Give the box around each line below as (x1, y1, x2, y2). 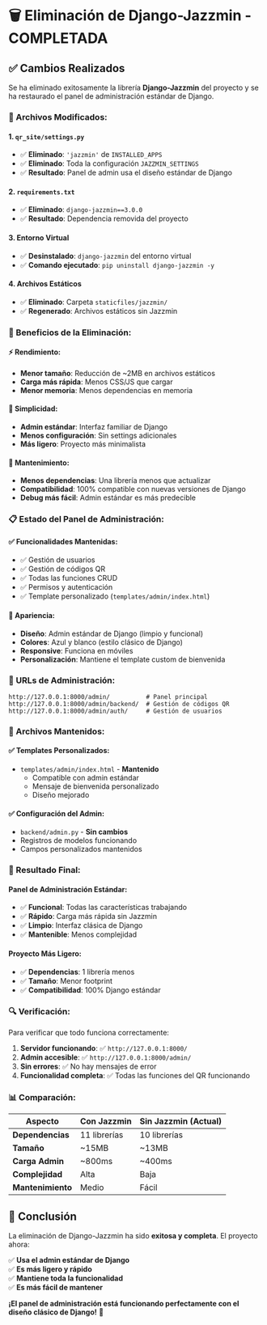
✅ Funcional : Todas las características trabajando (19, 903, 188, 912)
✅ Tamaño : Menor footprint (19, 976, 113, 985)
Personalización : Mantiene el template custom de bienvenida (19, 654, 226, 664)
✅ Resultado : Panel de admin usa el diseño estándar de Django (19, 167, 233, 178)
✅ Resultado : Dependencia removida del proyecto (19, 214, 189, 223)
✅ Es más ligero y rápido (8, 1264, 92, 1274)
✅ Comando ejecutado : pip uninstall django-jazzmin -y (19, 260, 214, 269)
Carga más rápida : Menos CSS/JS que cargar (19, 377, 173, 387)
